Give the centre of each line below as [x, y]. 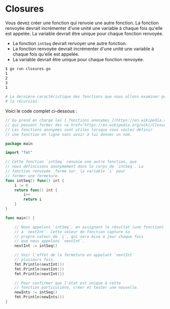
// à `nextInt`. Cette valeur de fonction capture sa [72, 232]
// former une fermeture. [32, 176]
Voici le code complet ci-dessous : [41, 111]
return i [33, 200]
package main [19, 144]
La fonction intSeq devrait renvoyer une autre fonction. [70, 43]
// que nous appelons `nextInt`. [50, 241]
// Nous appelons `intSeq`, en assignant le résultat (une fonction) [89, 227]
